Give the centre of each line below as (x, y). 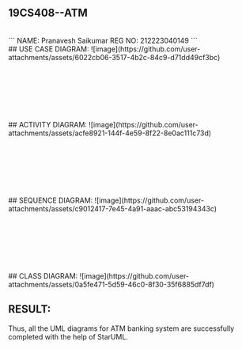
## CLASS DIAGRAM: (43, 275)
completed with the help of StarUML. (68, 336)
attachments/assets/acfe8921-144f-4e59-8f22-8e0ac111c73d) (110, 133)
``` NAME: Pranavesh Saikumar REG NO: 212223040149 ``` (103, 40)
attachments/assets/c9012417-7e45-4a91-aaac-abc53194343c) (113, 208)
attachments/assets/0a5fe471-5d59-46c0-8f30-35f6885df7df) (112, 284)
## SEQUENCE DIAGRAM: (51, 200)
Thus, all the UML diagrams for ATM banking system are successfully (121, 328)
